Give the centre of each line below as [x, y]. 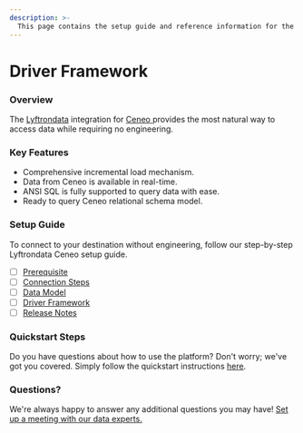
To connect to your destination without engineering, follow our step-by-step [151, 244]
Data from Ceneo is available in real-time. [100, 182]
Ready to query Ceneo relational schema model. [112, 202]
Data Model [44, 292]
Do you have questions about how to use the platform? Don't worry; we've [148, 357]
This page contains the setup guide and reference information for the [156, 26]
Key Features [39, 153]
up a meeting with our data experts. [76, 419]
